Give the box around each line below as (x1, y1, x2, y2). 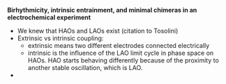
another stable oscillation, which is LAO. (27, 64, 143, 72)
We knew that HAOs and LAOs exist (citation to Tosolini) (17, 27, 179, 35)
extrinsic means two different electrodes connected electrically (27, 42, 210, 49)
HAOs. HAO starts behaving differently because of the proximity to (27, 56, 220, 65)
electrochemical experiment (7, 13, 91, 22)
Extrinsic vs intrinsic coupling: (17, 34, 104, 42)
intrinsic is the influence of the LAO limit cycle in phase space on (27, 49, 214, 57)
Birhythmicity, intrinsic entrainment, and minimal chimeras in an (7, 6, 197, 14)
